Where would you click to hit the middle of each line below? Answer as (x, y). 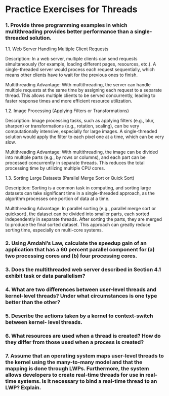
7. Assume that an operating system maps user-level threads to (85, 356)
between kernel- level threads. (44, 322)
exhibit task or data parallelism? (45, 276)
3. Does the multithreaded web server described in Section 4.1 (83, 270)
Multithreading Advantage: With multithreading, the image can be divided (82, 152)
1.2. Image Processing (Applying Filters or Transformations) (67, 111)
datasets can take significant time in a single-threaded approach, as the (80, 193)
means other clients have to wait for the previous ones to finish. (72, 75)
